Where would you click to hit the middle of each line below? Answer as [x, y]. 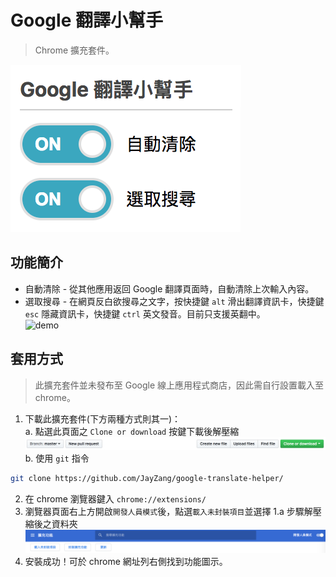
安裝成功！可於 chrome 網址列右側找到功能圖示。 [126, 562]
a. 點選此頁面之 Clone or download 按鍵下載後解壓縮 [132, 431]
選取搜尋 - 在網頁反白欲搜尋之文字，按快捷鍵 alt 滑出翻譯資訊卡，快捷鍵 [174, 301]
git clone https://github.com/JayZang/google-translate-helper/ [147, 478]
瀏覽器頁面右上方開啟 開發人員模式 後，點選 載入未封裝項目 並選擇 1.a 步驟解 [168, 511]
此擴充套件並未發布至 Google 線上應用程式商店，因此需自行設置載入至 [179, 385]
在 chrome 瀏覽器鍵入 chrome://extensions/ [115, 498]
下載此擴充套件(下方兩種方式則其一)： [103, 418]
